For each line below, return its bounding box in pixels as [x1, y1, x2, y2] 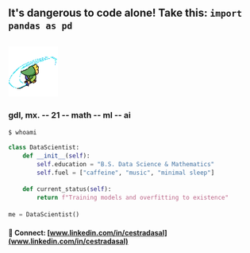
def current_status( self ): [22, 185, 112, 193]
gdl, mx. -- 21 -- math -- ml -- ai [8, 109, 131, 120]
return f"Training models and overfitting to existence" [37, 194, 229, 202]
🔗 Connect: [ [8, 228, 50, 237]
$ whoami [8, 129, 37, 137]
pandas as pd [8, 20, 73, 32]
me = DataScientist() [8, 211, 80, 219]
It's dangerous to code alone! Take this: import [8, 6, 242, 20]
